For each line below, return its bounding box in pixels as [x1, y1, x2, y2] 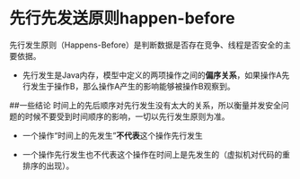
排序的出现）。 [22, 160, 75, 171]
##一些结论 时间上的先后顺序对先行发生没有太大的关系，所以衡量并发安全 [9, 99, 281, 110]
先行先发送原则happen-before [9, 8, 235, 29]
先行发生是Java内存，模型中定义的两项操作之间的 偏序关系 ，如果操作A [22, 69, 282, 81]
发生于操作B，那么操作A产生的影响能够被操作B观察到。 [30, 81, 235, 91]
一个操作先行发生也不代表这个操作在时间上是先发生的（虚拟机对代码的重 [22, 149, 290, 159]
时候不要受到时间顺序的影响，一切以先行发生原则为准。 [24, 111, 230, 122]
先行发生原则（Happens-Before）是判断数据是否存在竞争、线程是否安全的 [9, 39, 284, 50]
